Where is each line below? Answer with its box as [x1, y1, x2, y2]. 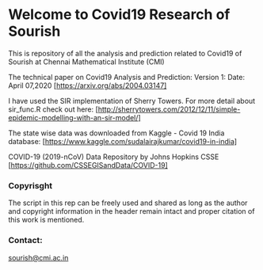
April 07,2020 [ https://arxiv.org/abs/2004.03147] [8, 81, 167, 90]
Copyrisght [8, 180, 53, 191]
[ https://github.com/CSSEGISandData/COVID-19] [8, 160, 168, 169]
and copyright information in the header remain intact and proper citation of [8, 207, 255, 216]
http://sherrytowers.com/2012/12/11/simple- [97, 105, 241, 114]
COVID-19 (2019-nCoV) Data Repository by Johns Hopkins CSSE [8, 152, 219, 162]
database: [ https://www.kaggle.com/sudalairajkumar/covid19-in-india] [8, 136, 238, 146]
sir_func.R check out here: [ [8, 105, 99, 114]
